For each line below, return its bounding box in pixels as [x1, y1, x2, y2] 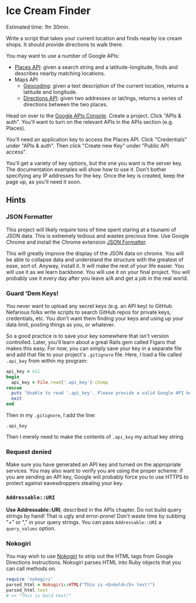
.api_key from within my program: [6, 357, 88, 364]
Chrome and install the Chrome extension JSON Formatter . [6, 238, 148, 245]
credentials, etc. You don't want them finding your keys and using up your [6, 314, 184, 322]
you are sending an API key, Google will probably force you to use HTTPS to [6, 473, 189, 480]
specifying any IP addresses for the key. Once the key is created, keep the [6, 172, 185, 179]
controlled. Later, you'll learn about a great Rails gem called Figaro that [6, 338, 176, 345]
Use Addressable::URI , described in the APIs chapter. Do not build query [6, 506, 182, 513]
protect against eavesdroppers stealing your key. [6, 480, 124, 487]
